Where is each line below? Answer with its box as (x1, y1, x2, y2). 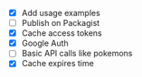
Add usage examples (21, 8, 100, 18)
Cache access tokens (21, 28, 103, 38)
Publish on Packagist (21, 18, 100, 29)
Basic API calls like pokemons (21, 48, 133, 59)
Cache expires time (21, 58, 94, 69)
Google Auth (21, 38, 69, 48)
